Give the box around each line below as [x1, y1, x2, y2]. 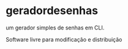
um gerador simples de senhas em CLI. [6, 24, 105, 31]
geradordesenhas [6, 4, 99, 18]
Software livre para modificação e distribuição [6, 36, 122, 43]
